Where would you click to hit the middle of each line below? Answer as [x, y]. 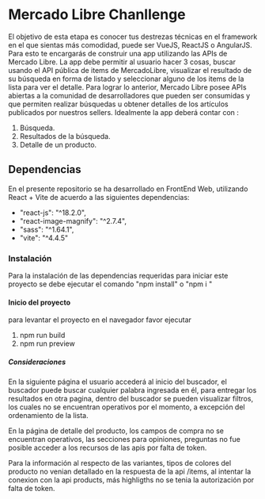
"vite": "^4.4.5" [44, 238]
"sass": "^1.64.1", [47, 229]
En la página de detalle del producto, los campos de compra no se [116, 431]
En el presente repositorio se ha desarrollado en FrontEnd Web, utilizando [128, 189]
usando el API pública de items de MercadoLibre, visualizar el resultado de [130, 70]
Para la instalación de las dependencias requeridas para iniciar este [118, 276]
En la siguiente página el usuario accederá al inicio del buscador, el [117, 382]
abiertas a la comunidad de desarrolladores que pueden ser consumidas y [129, 95]
